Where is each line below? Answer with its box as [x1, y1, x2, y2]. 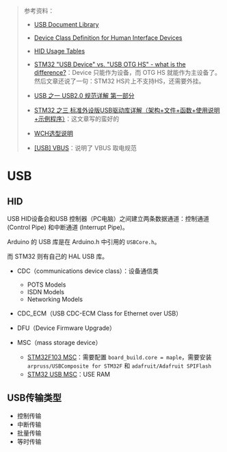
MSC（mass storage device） [16, 339, 102, 346]
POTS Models [27, 281, 66, 289]
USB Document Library [34, 21, 99, 28]
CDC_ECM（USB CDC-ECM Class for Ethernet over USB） [16, 309, 183, 318]
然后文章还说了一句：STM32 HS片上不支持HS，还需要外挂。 [34, 77, 205, 85]
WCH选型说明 [34, 130, 74, 137]
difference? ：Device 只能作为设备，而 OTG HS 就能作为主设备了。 [34, 69, 221, 76]
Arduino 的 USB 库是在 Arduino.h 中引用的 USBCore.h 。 [7, 238, 161, 246]
